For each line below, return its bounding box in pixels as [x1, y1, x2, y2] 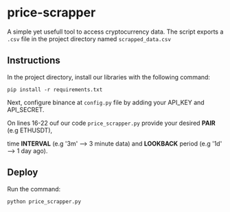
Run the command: [7, 185, 61, 193]
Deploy [7, 167, 38, 178]
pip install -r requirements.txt [7, 86, 103, 93]
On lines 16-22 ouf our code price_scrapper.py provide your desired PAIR [7, 119, 216, 127]
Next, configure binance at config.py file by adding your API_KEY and [7, 98, 205, 106]
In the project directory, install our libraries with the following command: [7, 73, 211, 81]
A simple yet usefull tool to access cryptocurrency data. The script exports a [7, 27, 224, 36]
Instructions [7, 55, 60, 67]
